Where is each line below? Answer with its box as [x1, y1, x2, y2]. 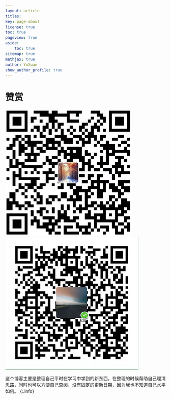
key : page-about [5, 19, 40, 24]
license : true [5, 24, 36, 30]
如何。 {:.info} [5, 388, 35, 394]
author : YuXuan [5, 62, 38, 67]
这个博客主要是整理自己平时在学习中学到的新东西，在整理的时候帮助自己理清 [5, 376, 166, 382]
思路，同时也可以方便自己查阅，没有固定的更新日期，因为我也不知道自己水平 [5, 382, 166, 388]
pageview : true [5, 35, 38, 40]
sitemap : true [5, 51, 36, 56]
